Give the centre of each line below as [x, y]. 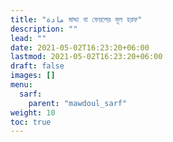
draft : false [37, 66]
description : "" [44, 29]
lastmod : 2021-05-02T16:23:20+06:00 [86, 57]
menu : [21, 85]
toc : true [31, 122]
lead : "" [28, 38]
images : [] [33, 76]
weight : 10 [33, 112]
